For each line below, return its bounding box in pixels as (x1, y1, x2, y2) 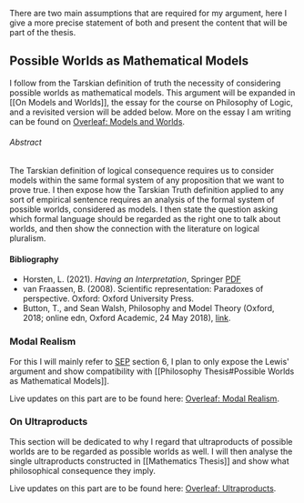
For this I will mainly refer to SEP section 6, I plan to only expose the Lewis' (9, 356, 289, 367)
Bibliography (9, 254, 59, 265)
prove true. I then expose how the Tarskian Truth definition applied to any (9, 185, 285, 196)
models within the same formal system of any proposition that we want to (9, 175, 285, 186)
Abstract (9, 136, 43, 148)
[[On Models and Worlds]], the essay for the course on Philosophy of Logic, (9, 96, 293, 107)
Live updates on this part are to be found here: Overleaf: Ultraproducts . (9, 482, 277, 494)
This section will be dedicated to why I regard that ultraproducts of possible (9, 436, 293, 447)
